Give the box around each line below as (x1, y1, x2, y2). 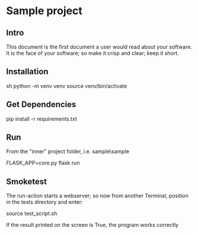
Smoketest (6, 176, 47, 187)
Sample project (6, 4, 83, 18)
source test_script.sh (6, 210, 58, 217)
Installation (6, 67, 49, 77)
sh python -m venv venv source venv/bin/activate (6, 82, 127, 89)
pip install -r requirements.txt (6, 115, 77, 122)
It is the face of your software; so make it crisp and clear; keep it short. (6, 50, 179, 57)
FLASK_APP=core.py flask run (6, 160, 80, 167)
